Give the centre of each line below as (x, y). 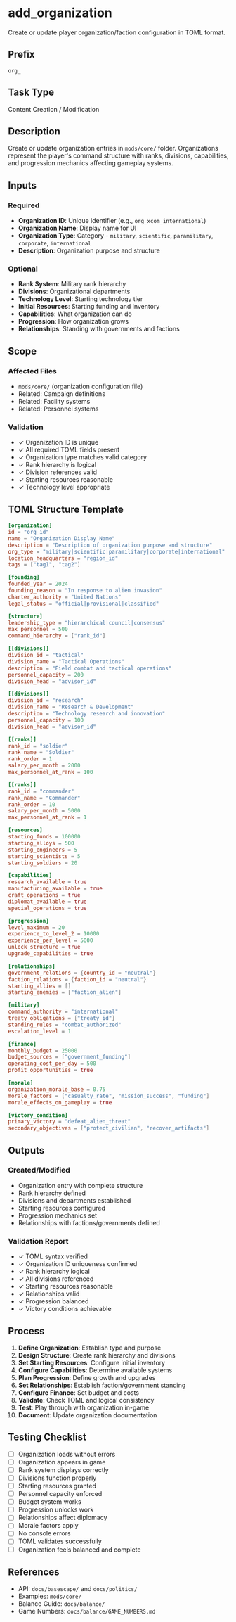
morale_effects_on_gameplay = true (60, 1102)
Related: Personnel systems (58, 409)
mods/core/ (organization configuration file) (80, 387)
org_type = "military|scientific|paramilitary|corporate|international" (117, 551)
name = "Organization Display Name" (61, 538)
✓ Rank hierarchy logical (54, 1272)
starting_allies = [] (40, 986)
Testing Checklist (47, 1437)
